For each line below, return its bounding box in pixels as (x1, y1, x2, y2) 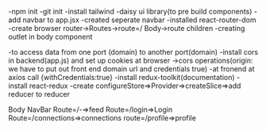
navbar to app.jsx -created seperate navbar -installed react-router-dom (22, 15, 256, 25)
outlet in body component (8, 32, 93, 41)
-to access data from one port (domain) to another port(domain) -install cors (8, 48, 259, 56)
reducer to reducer (8, 90, 70, 98)
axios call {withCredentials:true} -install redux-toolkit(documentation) (8, 73, 236, 82)
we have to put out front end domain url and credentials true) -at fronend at (8, 64, 256, 74)
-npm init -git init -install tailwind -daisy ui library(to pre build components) (8, 7, 253, 16)
